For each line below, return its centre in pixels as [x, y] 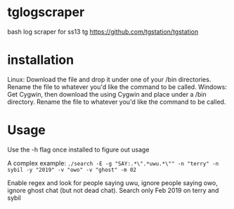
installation [41, 60]
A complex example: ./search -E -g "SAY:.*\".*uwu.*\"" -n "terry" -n [113, 163]
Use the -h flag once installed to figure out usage [78, 149]
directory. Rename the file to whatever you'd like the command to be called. [117, 102]
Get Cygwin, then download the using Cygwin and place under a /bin [107, 94]
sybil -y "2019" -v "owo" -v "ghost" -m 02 [72, 170]
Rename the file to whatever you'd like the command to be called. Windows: [117, 87]
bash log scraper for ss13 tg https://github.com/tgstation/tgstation [103, 32]
